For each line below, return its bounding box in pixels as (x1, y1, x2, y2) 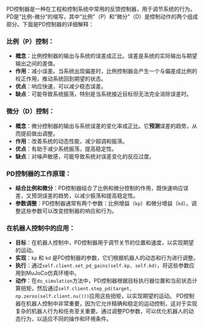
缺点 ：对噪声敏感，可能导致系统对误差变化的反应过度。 (15, 152, 155, 160)
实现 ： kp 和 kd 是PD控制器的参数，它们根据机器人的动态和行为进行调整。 (15, 254, 199, 262)
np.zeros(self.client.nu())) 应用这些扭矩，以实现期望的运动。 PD (15, 292, 184, 300)
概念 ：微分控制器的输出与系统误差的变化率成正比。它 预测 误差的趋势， (15, 122, 192, 129)
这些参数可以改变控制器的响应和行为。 (20, 207, 117, 215)
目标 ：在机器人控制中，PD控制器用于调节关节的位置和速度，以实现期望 (15, 239, 194, 246)
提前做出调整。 (20, 130, 59, 137)
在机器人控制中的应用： (6, 224, 75, 232)
